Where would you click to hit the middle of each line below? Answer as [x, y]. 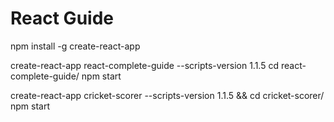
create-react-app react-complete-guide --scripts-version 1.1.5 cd [145, 65]
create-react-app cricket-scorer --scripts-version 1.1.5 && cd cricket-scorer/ [167, 95]
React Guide [62, 18]
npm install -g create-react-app [75, 46]
